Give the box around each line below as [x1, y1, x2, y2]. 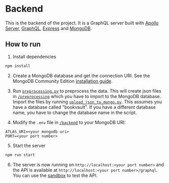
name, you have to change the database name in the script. [12, 109, 137, 115]
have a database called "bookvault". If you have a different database [12, 104, 156, 110]
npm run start [5, 152, 36, 158]
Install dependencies [12, 53, 57, 59]
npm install [5, 63, 30, 69]
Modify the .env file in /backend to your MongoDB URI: [12, 119, 126, 125]
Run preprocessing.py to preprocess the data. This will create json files [12, 87, 161, 94]
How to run [5, 40, 41, 49]
